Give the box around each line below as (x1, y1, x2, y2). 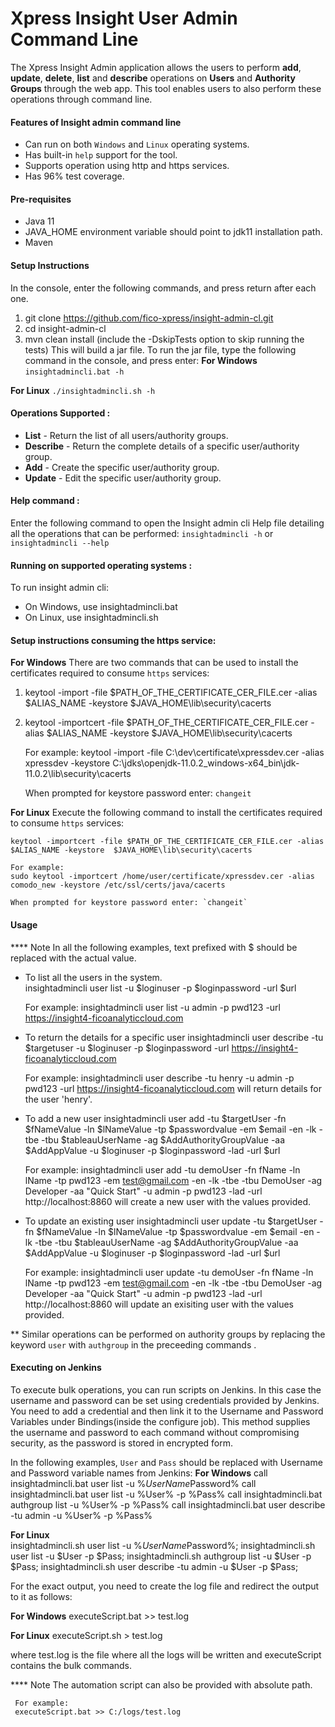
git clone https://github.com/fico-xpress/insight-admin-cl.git (24, 312, 274, 324)
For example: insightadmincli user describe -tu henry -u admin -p (24, 1072, 295, 1084)
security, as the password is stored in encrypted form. (10, 1437, 234, 1449)
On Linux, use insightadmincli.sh (24, 612, 159, 624)
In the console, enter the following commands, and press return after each (10, 282, 317, 294)
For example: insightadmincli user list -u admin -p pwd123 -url (24, 1001, 281, 1013)
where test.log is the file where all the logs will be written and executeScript (10, 1648, 322, 1661)
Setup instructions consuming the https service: (10, 634, 217, 646)
